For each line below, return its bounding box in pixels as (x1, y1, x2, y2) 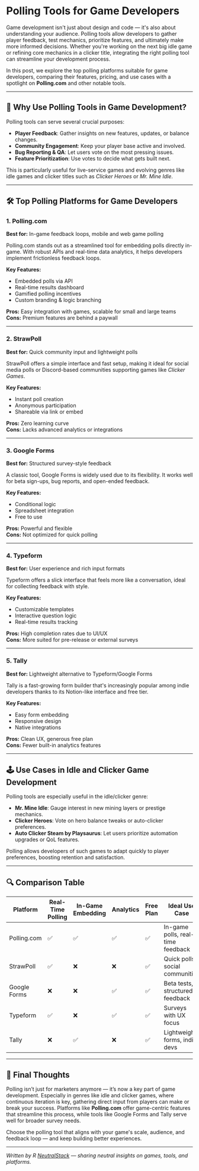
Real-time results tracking (14, 618, 78, 626)
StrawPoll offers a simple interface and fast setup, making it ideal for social (6, 359, 189, 367)
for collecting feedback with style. (6, 583, 89, 590)
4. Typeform (6, 551, 43, 560)
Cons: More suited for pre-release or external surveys (6, 636, 139, 643)
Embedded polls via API (14, 277, 73, 285)
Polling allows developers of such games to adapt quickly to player (6, 848, 169, 855)
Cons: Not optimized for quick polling (6, 531, 98, 538)
